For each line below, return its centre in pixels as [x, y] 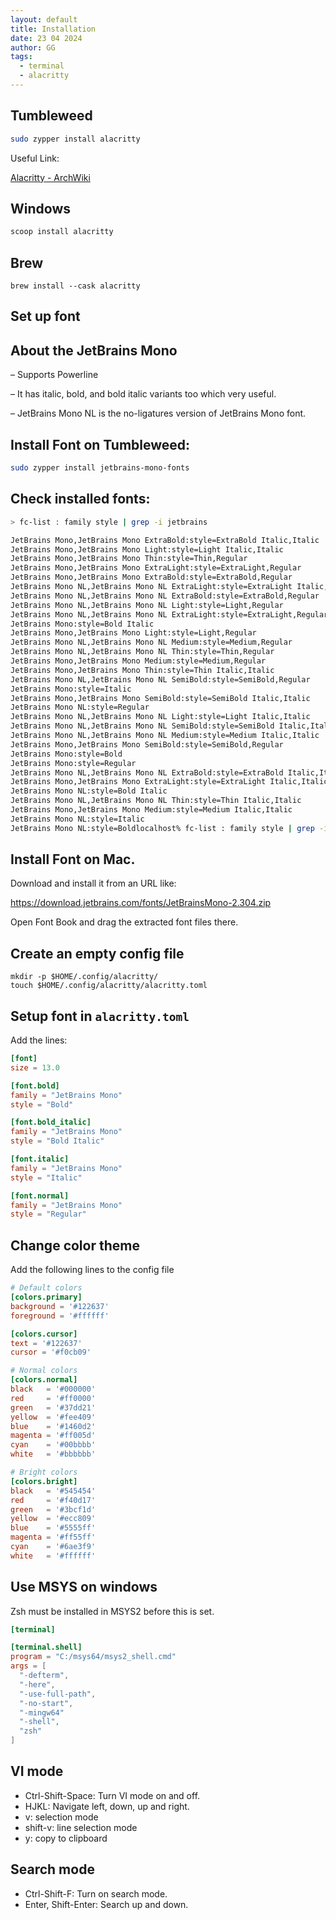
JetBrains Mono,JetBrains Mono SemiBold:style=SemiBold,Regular [147, 744]
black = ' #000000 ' [53, 1389]
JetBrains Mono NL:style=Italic [77, 819]
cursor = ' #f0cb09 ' [51, 1352]
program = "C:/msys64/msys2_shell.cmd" [93, 1657]
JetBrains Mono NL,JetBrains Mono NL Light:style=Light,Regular [147, 605]
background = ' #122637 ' [60, 1306]
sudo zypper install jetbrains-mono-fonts [100, 468]
